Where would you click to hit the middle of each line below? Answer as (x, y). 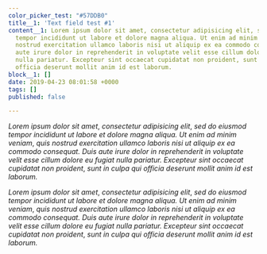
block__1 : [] (30, 75)
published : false (37, 97)
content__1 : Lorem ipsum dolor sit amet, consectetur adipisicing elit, (131, 30)
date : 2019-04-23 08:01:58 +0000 (64, 82)
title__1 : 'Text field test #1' (62, 23)
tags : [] (23, 89)
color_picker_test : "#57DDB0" (58, 15)
